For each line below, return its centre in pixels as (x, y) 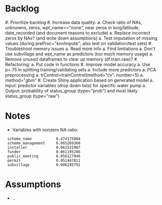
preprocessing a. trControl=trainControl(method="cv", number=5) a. (75, 75)
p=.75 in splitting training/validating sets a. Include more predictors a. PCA (81, 69)
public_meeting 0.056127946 (44, 156)
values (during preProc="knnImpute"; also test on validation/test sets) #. (79, 43)
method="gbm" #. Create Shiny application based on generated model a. (80, 80)
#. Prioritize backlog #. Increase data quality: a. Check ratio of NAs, (74, 22)
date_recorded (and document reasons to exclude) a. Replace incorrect (78, 33)
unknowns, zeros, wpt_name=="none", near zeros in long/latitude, (72, 27)
